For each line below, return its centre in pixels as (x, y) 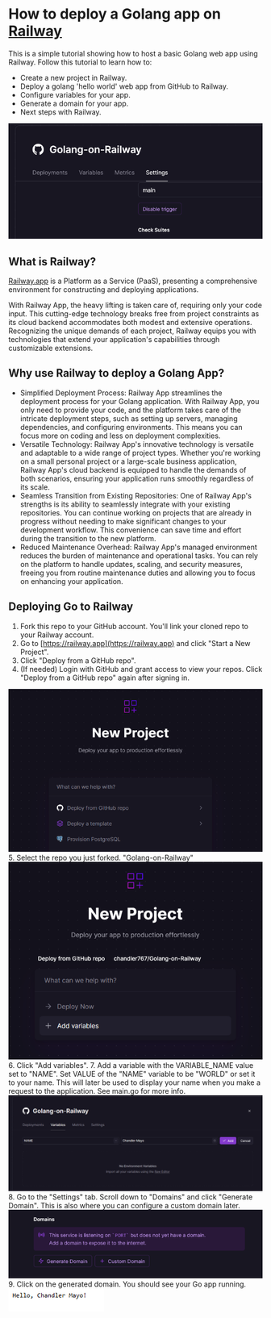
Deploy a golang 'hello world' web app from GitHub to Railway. (124, 86)
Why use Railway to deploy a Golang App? (116, 373)
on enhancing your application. (71, 581)
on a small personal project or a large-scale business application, (128, 461)
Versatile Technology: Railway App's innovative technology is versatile (137, 444)
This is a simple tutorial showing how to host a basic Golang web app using (133, 53)
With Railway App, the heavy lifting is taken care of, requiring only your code (135, 305)
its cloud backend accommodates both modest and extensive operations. (130, 322)
